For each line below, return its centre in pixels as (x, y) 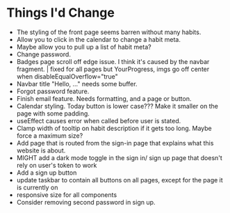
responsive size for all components (67, 195)
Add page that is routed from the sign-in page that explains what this (115, 143)
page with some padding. (53, 113)
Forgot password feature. (53, 91)
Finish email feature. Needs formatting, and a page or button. (104, 98)
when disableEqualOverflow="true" (67, 76)
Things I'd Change (61, 13)
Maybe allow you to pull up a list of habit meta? (84, 47)
